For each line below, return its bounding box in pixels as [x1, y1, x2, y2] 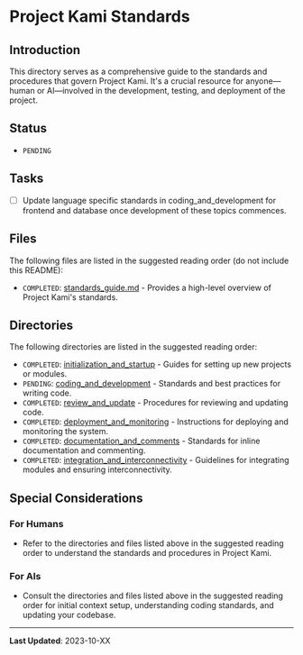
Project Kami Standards [9, 6, 191, 27]
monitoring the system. [22, 426, 109, 437]
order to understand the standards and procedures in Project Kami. [22, 548, 272, 558]
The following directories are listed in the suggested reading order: [9, 341, 258, 352]
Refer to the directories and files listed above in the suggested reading [22, 538, 284, 549]
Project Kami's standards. [22, 291, 119, 303]
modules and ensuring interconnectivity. [22, 464, 173, 475]
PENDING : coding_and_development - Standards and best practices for [22, 378, 281, 389]
